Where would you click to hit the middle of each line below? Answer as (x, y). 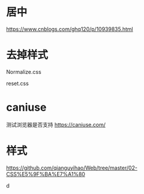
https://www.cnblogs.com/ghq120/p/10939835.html (70, 29)
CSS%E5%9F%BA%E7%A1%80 (46, 174)
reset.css (18, 83)
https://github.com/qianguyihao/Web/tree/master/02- (72, 168)
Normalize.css (24, 71)
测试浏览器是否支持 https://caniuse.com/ (56, 124)
